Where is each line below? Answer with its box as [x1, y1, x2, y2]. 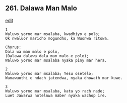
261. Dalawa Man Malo [5, 4, 77, 13]
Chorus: [5, 45, 22, 50]
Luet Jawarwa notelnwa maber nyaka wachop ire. [5, 93, 107, 98]
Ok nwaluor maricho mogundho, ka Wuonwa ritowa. [5, 36, 109, 41]
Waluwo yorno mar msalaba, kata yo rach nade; [5, 88, 105, 93]
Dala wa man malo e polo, [5, 49, 59, 54]
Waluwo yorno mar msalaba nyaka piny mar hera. [5, 58, 107, 63]
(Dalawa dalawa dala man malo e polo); [5, 53, 89, 58]
